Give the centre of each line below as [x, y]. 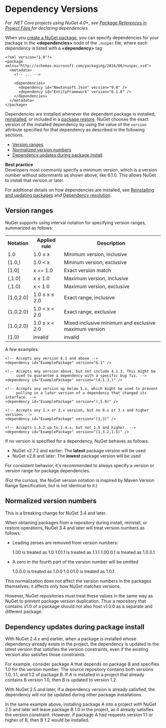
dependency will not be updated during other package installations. [74, 695]
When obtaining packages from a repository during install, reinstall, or [76, 522]
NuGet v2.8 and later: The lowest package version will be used [76, 456]
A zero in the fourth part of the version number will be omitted [75, 561]
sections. [14, 135]
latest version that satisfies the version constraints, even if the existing [77, 649]
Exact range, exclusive [90, 311]
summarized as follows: [29, 228]
